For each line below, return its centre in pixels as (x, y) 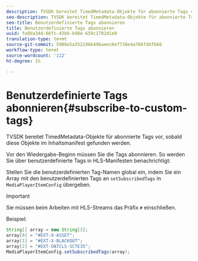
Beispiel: (16, 219)
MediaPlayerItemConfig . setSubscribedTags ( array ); (68, 252)
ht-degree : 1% (24, 61)
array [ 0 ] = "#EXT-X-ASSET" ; (41, 236)
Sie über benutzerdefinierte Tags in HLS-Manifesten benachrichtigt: (88, 161)
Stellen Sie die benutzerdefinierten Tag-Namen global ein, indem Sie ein (94, 172)
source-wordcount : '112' (37, 56)
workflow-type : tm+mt (33, 50)
